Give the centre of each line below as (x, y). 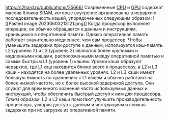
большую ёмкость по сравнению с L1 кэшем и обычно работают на (79, 78)
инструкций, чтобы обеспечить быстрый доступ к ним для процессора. (83, 94)
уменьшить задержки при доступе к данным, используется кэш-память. (84, 45)
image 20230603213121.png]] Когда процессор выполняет (87, 23)
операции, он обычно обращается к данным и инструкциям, (71, 29)
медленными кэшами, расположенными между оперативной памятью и (84, 56)
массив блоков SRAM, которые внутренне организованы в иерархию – (83, 13)
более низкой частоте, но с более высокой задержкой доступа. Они (80, 83)
